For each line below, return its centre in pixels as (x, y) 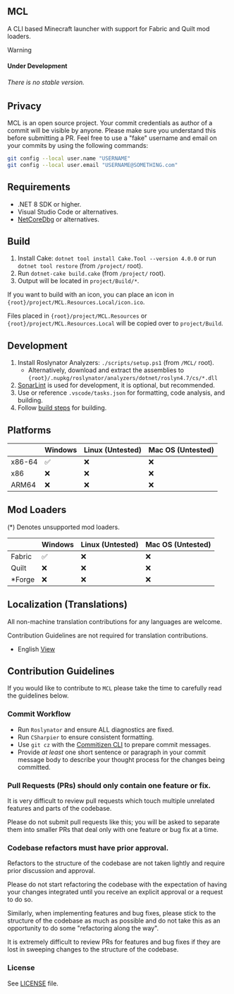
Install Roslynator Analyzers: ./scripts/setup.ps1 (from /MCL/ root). (116, 363)
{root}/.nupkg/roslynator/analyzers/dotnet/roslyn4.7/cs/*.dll (123, 378)
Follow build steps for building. (62, 408)
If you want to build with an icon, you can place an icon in (91, 295)
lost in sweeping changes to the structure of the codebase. (93, 949)
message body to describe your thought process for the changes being (121, 759)
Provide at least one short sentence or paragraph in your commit (112, 752)
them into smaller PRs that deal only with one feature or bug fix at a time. (113, 830)
